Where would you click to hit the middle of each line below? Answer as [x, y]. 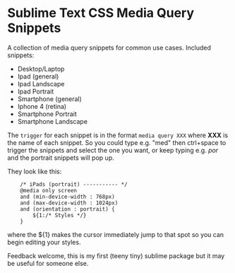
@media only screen [49, 190]
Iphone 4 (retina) [42, 106]
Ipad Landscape [41, 83]
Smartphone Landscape [53, 121]
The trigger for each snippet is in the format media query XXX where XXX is [117, 135]
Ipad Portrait [36, 91]
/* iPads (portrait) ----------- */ [74, 184]
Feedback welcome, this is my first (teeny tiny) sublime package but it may [116, 255]
